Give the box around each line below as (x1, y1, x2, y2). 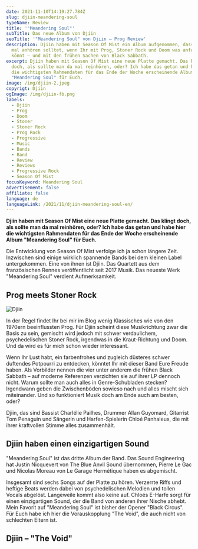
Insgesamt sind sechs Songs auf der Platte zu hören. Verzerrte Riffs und (6, 479, 181, 486)
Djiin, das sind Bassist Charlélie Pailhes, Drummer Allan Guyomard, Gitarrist (6, 409, 189, 416)
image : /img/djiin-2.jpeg (6, 80, 70, 86)
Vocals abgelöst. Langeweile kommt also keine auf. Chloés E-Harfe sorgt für (6, 491, 192, 498)
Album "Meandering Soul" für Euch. (6, 236, 97, 243)
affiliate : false (6, 190, 49, 196)
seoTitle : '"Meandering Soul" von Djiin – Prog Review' (6, 36, 146, 42)
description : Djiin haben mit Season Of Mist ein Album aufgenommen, (6, 42, 181, 48)
